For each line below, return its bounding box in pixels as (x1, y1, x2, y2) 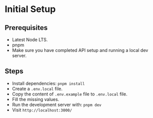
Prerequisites (5, 23, 48, 32)
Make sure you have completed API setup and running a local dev (12, 47, 148, 53)
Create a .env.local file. (12, 85, 63, 91)
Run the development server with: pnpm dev (12, 101, 102, 107)
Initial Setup (5, 3, 56, 15)
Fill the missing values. (12, 96, 59, 102)
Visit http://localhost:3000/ (12, 106, 72, 113)
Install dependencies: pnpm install (12, 80, 85, 86)
